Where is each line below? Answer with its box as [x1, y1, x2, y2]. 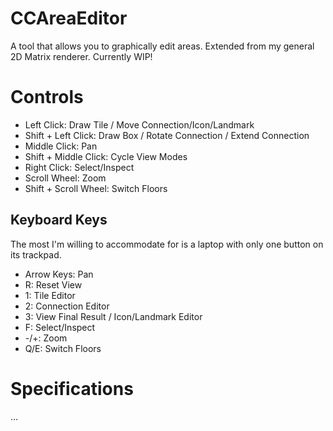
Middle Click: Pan [24, 140, 98, 152]
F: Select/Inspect [24, 321, 96, 333]
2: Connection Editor [24, 300, 110, 312]
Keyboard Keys [10, 212, 108, 229]
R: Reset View [24, 278, 83, 291]
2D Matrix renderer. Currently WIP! [10, 50, 153, 62]
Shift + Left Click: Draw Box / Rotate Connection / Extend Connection [24, 129, 310, 141]
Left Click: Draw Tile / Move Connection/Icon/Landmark [24, 118, 255, 131]
